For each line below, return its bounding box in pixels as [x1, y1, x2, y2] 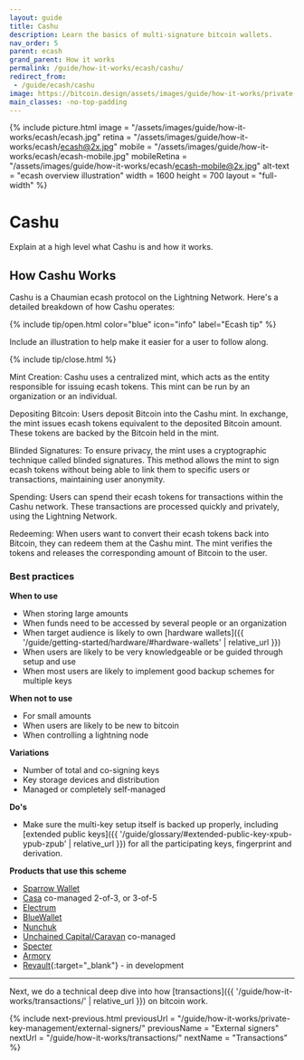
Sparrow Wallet [22, 883, 80, 894]
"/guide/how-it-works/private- [176, 1013, 291, 1024]
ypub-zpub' [22, 838, 67, 849]
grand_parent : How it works [9, 55, 116, 64]
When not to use [9, 693, 73, 704]
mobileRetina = [130, 151, 188, 162]
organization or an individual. [9, 391, 118, 402]
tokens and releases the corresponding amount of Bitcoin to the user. [9, 548, 268, 559]
